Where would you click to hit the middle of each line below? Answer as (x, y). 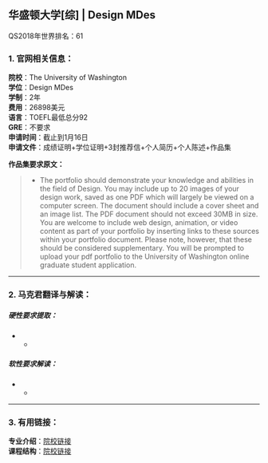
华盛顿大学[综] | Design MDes (82, 15)
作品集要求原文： (36, 164)
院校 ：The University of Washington (68, 77)
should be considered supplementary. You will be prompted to (142, 248)
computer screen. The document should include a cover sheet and (149, 206)
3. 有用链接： (33, 422)
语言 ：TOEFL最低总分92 (48, 117)
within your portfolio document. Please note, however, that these (146, 239)
